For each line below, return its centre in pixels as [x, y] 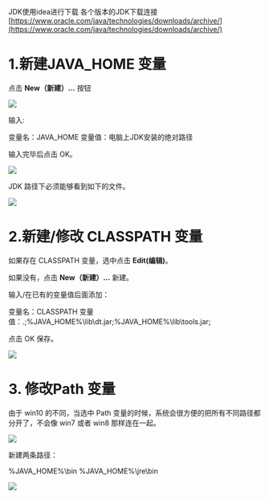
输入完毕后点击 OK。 [43, 154]
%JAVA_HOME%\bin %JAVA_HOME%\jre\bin [84, 471]
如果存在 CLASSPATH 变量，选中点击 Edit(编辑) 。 [90, 260]
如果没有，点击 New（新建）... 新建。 [71, 277]
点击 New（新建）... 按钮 [50, 87]
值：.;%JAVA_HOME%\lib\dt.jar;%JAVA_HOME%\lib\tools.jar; [110, 321]
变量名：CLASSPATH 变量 [51, 311]
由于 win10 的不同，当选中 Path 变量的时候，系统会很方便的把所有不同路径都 [134, 412]
